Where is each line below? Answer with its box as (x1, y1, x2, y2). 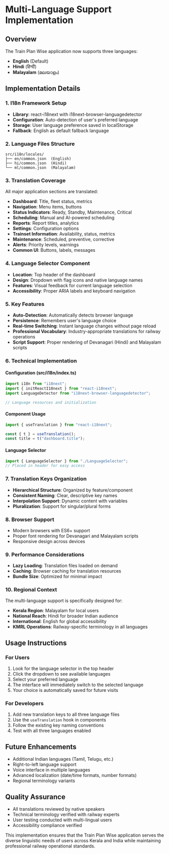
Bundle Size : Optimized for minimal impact (12, 574, 103, 580)
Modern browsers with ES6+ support (12, 527, 90, 533)
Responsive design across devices (12, 538, 85, 544)
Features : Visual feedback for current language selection (12, 282, 133, 289)
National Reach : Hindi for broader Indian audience (12, 613, 118, 619)
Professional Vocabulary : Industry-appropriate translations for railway (12, 328, 161, 334)
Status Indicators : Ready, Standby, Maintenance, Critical (12, 209, 132, 215)
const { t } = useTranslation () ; (5, 431, 76, 436)
